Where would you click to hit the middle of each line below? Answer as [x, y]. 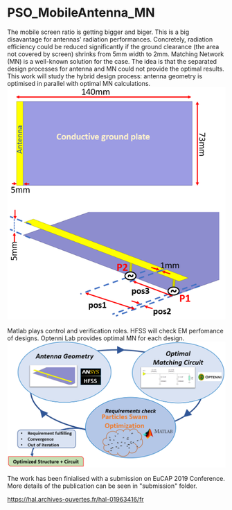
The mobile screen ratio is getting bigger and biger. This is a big [98, 32]
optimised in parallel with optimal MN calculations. [79, 83]
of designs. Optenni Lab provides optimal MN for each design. [96, 338]
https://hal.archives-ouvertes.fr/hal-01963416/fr [75, 500]
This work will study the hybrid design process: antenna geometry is [105, 76]
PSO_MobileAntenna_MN [81, 13]
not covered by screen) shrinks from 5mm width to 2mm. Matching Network [116, 54]
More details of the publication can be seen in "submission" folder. [102, 486]
